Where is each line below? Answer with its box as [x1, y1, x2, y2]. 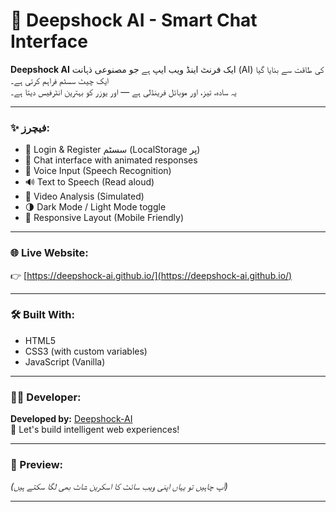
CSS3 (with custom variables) [24, 345, 148, 357]
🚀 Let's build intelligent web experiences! [10, 424, 180, 436]
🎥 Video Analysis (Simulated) [24, 190, 145, 203]
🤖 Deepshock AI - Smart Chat [10, 9, 258, 32]
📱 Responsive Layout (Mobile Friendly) [24, 212, 185, 224]
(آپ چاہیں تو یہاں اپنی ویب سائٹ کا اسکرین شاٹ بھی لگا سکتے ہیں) [10, 480, 228, 493]
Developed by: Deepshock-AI [10, 413, 133, 425]
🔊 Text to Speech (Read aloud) [24, 176, 155, 188]
